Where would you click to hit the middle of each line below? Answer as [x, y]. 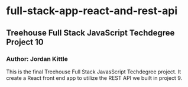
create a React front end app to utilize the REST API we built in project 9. [94, 78]
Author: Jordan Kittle [37, 59]
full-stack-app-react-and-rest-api [92, 11]
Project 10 [25, 42]
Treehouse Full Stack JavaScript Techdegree [90, 33]
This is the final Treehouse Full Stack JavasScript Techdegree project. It [94, 72]
